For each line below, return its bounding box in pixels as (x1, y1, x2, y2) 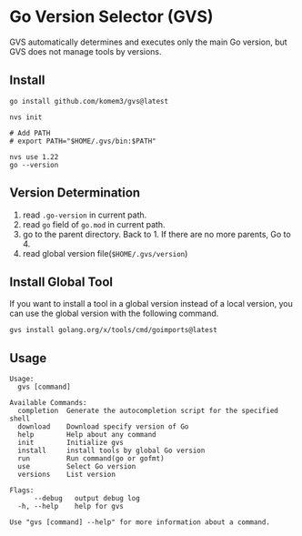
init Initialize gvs (17, 439, 125, 448)
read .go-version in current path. (22, 209, 147, 220)
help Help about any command (17, 430, 156, 440)
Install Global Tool (9, 274, 114, 289)
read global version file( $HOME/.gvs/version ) (22, 248, 188, 258)
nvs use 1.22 (9, 152, 59, 161)
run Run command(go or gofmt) (17, 454, 166, 463)
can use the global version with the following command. (9, 308, 219, 319)
